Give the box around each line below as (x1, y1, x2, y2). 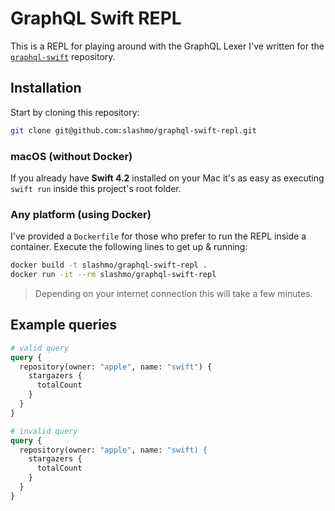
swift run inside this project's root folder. (10, 182, 182, 194)
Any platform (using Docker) (10, 207, 152, 221)
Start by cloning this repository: (10, 106, 140, 118)
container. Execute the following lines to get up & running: (10, 241, 248, 253)
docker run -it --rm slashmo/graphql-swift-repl (10, 270, 217, 280)
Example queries (10, 317, 118, 334)
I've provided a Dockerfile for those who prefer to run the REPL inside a (10, 230, 307, 242)
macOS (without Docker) (10, 149, 133, 163)
